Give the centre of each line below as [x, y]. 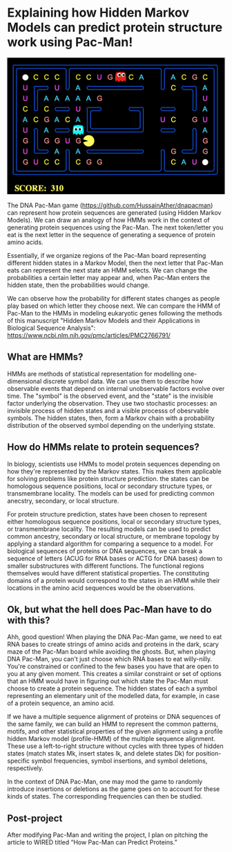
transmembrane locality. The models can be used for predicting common [111, 493]
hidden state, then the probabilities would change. [78, 285]
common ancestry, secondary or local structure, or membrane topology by [113, 536]
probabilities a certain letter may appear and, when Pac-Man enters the [109, 277]
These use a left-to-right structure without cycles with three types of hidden [115, 746]
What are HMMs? [45, 357]
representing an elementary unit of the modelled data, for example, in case [113, 696]
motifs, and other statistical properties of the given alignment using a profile [115, 731]
